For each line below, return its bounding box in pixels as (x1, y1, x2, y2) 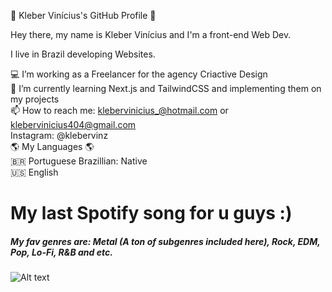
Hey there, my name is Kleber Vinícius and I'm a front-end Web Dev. (10, 29, 292, 40)
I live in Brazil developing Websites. (10, 48, 156, 60)
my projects (10, 93, 60, 105)
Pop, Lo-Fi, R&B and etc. (10, 246, 113, 258)
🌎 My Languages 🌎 (10, 141, 95, 152)
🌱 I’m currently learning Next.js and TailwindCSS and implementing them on (10, 83, 322, 94)
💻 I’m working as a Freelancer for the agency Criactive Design (10, 68, 268, 80)
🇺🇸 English (10, 166, 59, 178)
